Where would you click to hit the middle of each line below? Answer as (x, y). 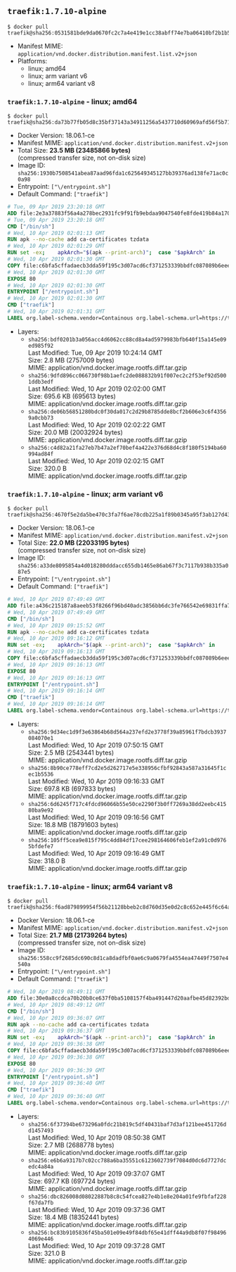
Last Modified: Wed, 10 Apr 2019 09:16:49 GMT (96, 853)
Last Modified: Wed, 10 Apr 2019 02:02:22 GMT (97, 424)
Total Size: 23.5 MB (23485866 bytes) (74, 151)
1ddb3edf (41, 382)
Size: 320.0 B (47, 468)
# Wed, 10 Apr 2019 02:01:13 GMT (56, 233)
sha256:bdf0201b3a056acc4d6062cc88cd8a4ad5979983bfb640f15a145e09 (127, 339)
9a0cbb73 (41, 418)
